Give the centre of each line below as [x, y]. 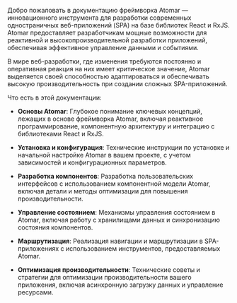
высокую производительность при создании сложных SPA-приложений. [117, 84]
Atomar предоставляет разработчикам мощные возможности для [107, 32]
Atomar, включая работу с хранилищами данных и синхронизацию [119, 220]
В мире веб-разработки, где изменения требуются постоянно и [104, 61]
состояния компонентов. [55, 227]
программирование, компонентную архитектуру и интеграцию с [116, 126]
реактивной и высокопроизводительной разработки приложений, [107, 40]
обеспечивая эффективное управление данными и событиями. [103, 48]
